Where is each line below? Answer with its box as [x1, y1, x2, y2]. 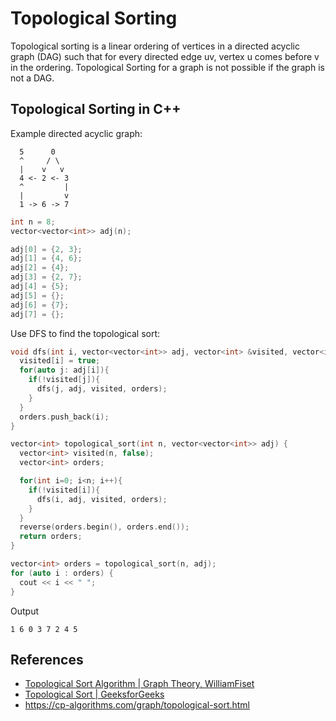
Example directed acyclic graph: [10, 127, 143, 139]
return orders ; [19, 532, 83, 542]
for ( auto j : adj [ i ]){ [19, 365, 110, 376]
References [10, 651, 84, 668]
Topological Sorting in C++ [10, 101, 182, 118]
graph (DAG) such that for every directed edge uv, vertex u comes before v [10, 50, 320, 62]
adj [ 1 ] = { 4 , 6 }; [10, 253, 83, 264]
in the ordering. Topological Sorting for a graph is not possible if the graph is [10, 61, 325, 73]
